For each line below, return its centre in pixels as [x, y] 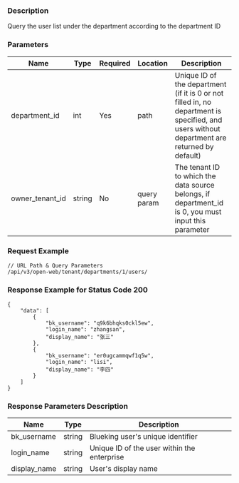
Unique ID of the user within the [142, 448]
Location [153, 63]
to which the [195, 176]
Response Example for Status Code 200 [78, 290]
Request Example [38, 250]
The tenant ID [197, 167]
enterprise [107, 457]
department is [198, 111]
